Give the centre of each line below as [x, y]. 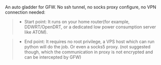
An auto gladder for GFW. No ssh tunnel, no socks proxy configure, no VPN [80, 7]
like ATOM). [36, 32]
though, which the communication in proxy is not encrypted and [89, 52]
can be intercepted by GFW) [53, 57]
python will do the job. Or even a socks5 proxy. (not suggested [87, 47]
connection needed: [25, 12]
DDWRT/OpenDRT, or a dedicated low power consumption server [90, 27]
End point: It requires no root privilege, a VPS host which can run [89, 42]
